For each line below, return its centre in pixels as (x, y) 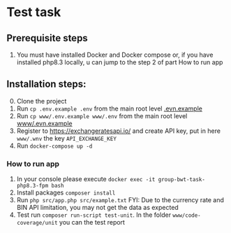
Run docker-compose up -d (54, 146)
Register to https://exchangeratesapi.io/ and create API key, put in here (119, 131)
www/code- (187, 216)
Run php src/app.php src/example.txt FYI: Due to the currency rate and (120, 200)
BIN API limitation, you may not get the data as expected (97, 208)
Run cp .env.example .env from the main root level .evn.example (110, 108)
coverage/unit (37, 223)
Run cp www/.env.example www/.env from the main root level (102, 115)
